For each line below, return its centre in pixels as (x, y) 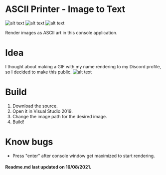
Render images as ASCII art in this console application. (61, 32)
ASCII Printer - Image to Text (65, 9)
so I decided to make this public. (38, 72)
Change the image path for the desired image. (60, 116)
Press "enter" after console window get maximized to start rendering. (84, 156)
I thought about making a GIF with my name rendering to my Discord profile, (83, 66)
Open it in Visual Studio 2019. (43, 111)
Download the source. (35, 106)
